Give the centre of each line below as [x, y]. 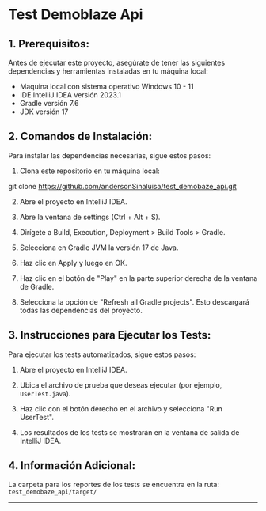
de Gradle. [37, 286]
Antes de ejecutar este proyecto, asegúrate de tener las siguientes [117, 62]
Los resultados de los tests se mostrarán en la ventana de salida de [129, 432]
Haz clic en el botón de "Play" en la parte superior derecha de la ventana [139, 278]
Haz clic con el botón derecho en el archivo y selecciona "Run [121, 408]
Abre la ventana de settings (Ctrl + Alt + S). [90, 217]
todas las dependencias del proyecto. [81, 310]
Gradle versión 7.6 [49, 103]
